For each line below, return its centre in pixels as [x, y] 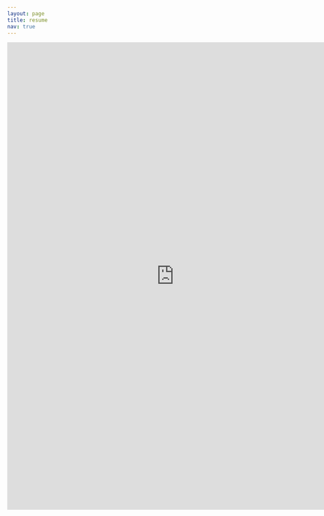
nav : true [21, 26]
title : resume [28, 20]
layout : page [26, 14]
